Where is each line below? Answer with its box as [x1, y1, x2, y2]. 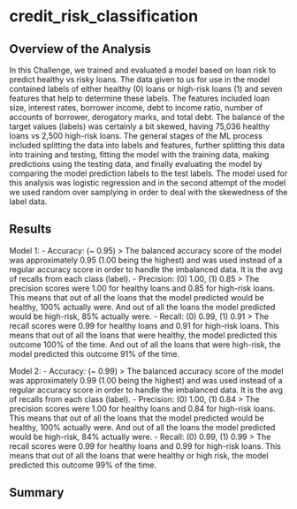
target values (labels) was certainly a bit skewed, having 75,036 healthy [9, 121, 270, 132]
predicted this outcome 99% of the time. [9, 460, 157, 470]
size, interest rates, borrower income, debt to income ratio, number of [9, 103, 263, 112]
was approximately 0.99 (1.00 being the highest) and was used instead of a [9, 375, 283, 385]
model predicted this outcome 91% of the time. [9, 348, 179, 359]
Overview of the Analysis [9, 42, 152, 57]
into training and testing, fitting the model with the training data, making [9, 149, 270, 160]
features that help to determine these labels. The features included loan [9, 93, 270, 103]
